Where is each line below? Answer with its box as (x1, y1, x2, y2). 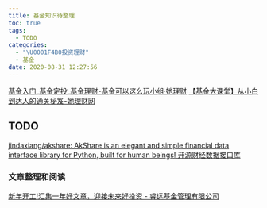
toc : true (8, 19, 41, 27)
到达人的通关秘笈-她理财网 (8, 96, 95, 106)
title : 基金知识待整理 (8, 11, 75, 20)
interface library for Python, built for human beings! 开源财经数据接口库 (8, 150, 241, 160)
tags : (8, 26, 26, 34)
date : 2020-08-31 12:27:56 (8, 64, 98, 71)
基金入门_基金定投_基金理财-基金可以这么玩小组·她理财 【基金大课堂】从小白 (8, 86, 259, 95)
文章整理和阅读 (8, 171, 66, 183)
